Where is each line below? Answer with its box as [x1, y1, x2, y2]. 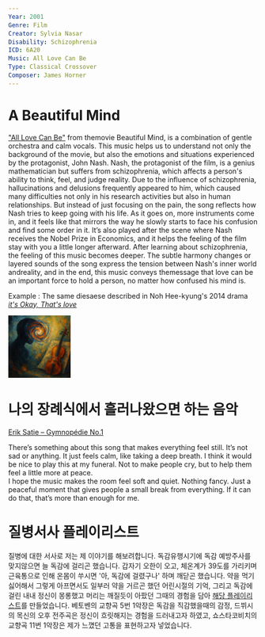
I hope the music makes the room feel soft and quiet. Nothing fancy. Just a [8, 476, 252, 486]
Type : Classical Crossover [8, 63, 97, 71]
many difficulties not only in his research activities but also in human [8, 191, 231, 201]
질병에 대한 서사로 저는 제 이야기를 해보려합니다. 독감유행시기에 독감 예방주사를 [8, 551, 252, 560]
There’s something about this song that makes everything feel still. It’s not [8, 442, 248, 452]
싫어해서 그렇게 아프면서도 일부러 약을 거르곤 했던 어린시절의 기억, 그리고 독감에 [8, 581, 253, 590]
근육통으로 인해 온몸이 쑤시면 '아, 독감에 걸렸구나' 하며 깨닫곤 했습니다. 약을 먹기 [8, 570, 255, 580]
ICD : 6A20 [8, 46, 41, 55]
